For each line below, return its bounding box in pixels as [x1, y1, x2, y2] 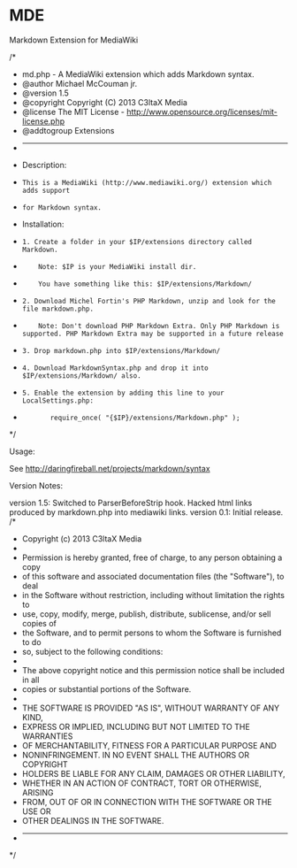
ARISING [21, 787, 54, 797]
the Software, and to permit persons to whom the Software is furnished [21, 627, 282, 638]
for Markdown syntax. [21, 203, 102, 212]
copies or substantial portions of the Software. [21, 683, 192, 695]
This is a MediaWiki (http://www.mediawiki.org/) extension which [21, 178, 272, 187]
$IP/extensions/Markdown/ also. [21, 371, 141, 380]
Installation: [21, 219, 65, 229]
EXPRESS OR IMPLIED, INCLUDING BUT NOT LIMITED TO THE [21, 721, 250, 732]
